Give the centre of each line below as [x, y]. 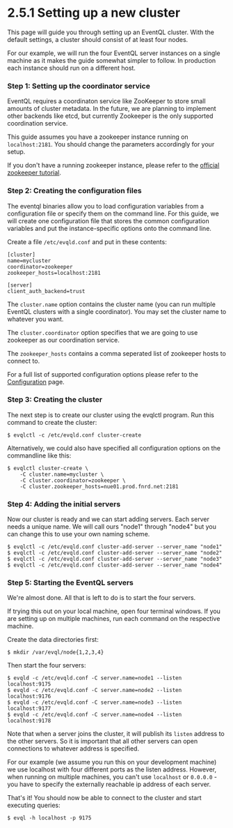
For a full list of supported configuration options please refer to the [103, 374]
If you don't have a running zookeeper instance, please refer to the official [113, 165]
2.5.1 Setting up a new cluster [94, 13]
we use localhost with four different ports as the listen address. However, [112, 769]
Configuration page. [36, 382]
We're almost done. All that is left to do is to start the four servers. [102, 598]
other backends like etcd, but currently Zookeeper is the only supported [110, 116]
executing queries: [34, 805]
